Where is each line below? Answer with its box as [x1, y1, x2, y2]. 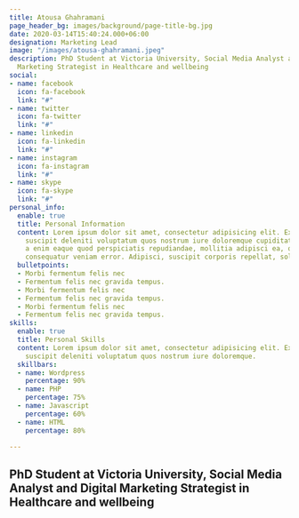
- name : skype [9, 179, 62, 187]
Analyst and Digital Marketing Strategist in [9, 481, 250, 496]
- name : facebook [9, 79, 74, 88]
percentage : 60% [25, 410, 86, 418]
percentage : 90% [25, 377, 86, 386]
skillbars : [17, 360, 58, 369]
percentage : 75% [25, 393, 86, 402]
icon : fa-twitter [17, 112, 82, 121]
